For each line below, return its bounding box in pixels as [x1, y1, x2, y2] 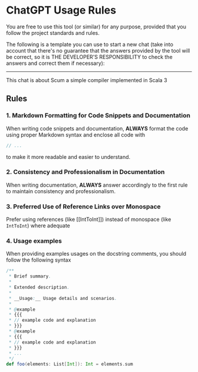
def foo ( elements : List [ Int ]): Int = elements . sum [6, 361, 133, 367]
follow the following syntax [6, 256, 71, 263]
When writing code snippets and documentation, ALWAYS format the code [6, 125, 189, 132]
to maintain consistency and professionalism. [6, 187, 116, 195]
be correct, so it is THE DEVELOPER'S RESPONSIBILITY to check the [6, 53, 173, 60]
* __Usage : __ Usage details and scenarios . [8, 295, 117, 301]
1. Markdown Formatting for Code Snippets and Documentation [6, 112, 190, 120]
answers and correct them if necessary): [6, 60, 105, 67]
